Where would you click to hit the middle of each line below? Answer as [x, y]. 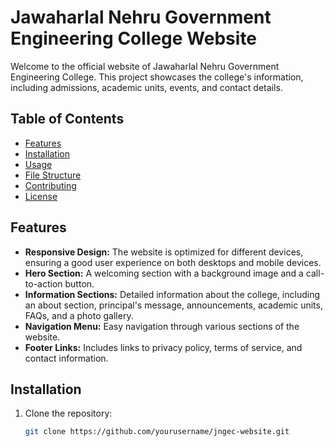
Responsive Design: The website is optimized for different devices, [164, 252]
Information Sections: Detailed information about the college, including [172, 294]
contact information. [66, 358]
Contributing [50, 185]
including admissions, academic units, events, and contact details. [146, 87]
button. [79, 283]
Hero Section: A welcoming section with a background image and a [164, 273]
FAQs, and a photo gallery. [79, 315]
